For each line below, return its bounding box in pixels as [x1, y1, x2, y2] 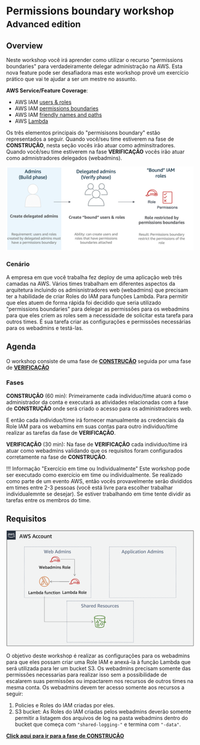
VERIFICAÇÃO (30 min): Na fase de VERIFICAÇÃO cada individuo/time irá [6, 440, 187, 448]
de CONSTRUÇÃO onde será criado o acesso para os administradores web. [6, 404, 192, 412]
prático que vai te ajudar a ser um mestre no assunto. [6, 76, 137, 82]
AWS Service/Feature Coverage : [6, 87, 88, 94]
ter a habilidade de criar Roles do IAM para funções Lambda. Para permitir [6, 292, 189, 299]
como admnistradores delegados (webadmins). [6, 154, 123, 162]
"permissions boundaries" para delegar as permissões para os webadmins [6, 305, 189, 313]
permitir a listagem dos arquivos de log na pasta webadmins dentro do [14, 715, 189, 722]
